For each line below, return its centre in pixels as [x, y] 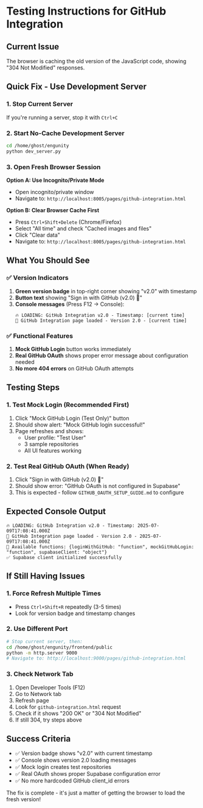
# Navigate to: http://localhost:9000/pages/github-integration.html [96, 658]
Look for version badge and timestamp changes [75, 613]
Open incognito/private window [54, 192]
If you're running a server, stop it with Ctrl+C [62, 117]
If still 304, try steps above [48, 720]
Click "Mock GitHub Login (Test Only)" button [72, 418]
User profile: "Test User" [55, 437]
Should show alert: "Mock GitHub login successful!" [80, 425]
